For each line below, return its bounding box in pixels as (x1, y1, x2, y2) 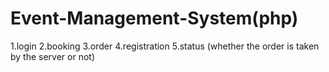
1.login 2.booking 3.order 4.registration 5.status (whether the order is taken (10, 40, 320, 52)
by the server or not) (10, 50, 96, 62)
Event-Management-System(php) (10, 7, 299, 30)
